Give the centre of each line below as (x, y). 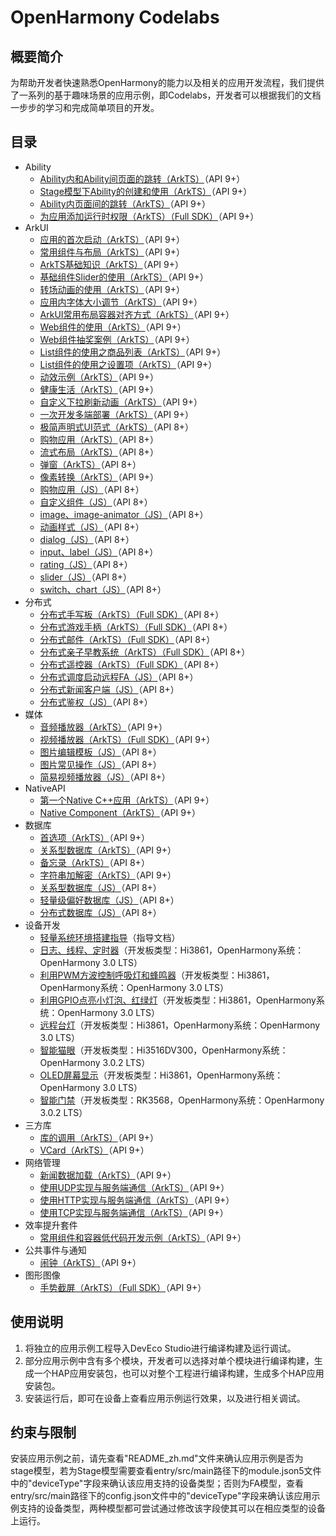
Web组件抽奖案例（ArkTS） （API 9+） (117, 339)
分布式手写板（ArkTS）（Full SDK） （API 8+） (132, 614)
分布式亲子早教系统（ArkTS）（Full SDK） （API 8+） (145, 652)
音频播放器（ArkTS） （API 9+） (103, 727)
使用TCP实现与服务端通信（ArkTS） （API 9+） (134, 1212)
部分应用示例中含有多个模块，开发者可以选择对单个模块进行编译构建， (169, 1360)
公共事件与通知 (55, 1250)
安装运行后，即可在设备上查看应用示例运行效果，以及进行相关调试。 (165, 1398)
